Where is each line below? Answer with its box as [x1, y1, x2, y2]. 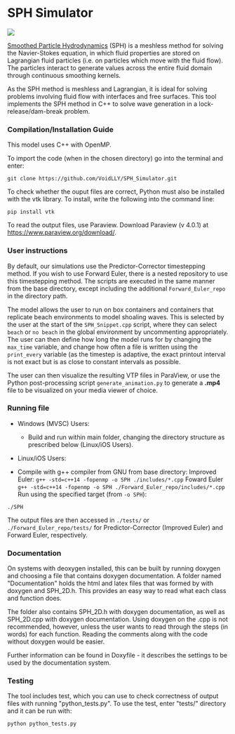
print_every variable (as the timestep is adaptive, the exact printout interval [7, 349, 226, 359]
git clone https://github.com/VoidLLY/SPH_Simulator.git [7, 175, 177, 182]
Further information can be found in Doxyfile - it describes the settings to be [7, 651, 228, 660]
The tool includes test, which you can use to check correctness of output [7, 692, 219, 700]
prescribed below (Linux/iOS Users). [27, 440, 133, 448]
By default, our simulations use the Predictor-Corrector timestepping [7, 262, 206, 270]
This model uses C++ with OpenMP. [7, 140, 112, 149]
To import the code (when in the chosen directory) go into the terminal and [7, 154, 223, 163]
